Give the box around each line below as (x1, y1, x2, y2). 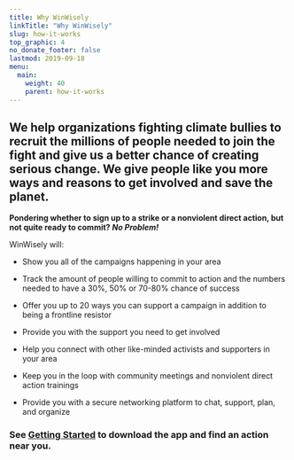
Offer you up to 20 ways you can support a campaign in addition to (21, 300, 267, 311)
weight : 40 (25, 79, 66, 88)
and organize (21, 407, 71, 417)
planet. (9, 189, 50, 204)
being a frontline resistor (21, 309, 112, 320)
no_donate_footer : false (9, 46, 101, 55)
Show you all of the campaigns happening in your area (21, 256, 221, 267)
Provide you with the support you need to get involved (21, 327, 220, 338)
